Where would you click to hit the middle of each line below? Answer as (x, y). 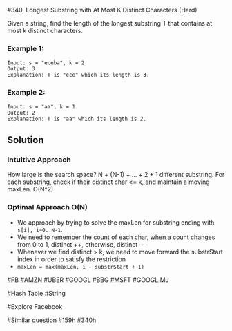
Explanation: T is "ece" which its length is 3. (78, 75)
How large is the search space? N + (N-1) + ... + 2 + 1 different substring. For (116, 175)
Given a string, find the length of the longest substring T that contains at (110, 23)
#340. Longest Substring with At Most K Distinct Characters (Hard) (102, 10)
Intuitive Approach (39, 160)
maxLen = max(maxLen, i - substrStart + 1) (81, 267)
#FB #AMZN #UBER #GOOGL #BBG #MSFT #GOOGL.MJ (88, 280)
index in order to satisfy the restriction (71, 259)
